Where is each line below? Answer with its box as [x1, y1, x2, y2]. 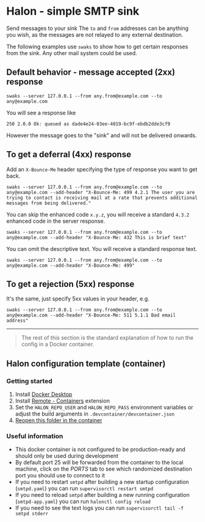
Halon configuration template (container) [6, 358, 166, 368]
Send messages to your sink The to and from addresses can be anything [6, 24, 189, 32]
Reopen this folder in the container [15, 417, 103, 424]
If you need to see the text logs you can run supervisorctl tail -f [15, 504, 184, 512]
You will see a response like [6, 109, 76, 116]
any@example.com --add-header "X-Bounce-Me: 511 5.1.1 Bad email [6, 312, 176, 319]
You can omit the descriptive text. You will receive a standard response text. [6, 245, 197, 252]
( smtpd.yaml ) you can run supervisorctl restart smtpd [15, 485, 154, 492]
